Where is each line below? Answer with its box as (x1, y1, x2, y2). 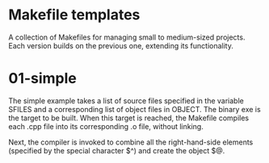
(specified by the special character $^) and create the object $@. (8, 145, 225, 155)
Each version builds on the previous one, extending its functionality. (8, 40, 234, 50)
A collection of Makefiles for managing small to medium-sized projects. (8, 32, 246, 42)
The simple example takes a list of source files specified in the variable (8, 95, 244, 106)
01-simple (8, 69, 77, 88)
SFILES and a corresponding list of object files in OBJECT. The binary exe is (8, 104, 261, 114)
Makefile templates (8, 6, 141, 24)
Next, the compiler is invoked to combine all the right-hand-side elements (8, 137, 254, 147)
